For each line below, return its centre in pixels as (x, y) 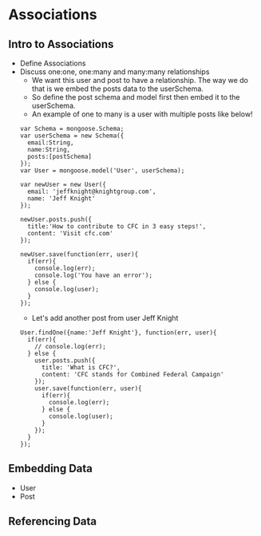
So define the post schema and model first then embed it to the (136, 97)
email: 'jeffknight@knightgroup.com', (92, 191)
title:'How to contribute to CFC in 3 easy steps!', (117, 227)
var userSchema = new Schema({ (72, 136)
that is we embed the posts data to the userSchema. (117, 89)
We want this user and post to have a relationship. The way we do (140, 80)
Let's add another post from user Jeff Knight (105, 318)
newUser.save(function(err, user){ (79, 254)
